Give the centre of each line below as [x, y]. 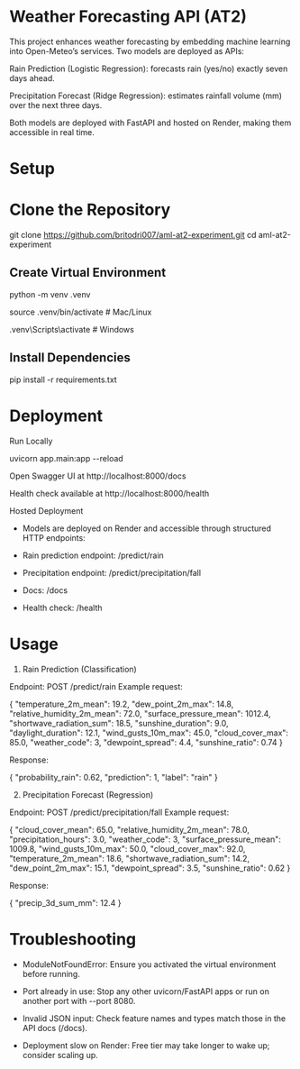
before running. [51, 973]
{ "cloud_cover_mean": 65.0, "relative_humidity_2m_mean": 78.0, [130, 829]
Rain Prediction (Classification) [79, 669]
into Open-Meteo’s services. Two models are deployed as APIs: [127, 50]
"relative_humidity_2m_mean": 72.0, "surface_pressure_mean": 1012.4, [141, 713]
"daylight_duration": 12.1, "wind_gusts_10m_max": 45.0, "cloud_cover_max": [149, 733]
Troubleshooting [73, 939]
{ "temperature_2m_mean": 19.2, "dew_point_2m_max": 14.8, [122, 704]
